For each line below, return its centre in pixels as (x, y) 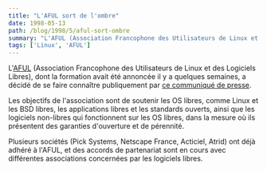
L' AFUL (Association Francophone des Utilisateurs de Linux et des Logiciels (132, 68)
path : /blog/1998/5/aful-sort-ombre (69, 30)
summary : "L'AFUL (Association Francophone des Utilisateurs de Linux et (133, 38)
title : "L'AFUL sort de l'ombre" (64, 16)
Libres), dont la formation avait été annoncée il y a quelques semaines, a (127, 77)
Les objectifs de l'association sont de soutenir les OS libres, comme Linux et (133, 101)
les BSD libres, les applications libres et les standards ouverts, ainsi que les (132, 109)
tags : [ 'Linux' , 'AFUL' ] (49, 46)
